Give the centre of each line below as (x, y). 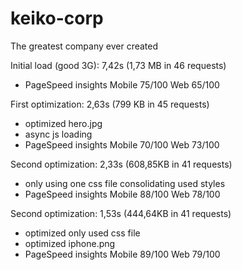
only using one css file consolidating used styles (125, 183)
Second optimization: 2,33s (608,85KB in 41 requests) (121, 164)
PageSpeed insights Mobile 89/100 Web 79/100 (122, 254)
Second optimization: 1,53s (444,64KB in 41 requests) (121, 213)
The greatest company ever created (84, 46)
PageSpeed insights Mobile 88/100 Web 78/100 (122, 194)
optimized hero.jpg (63, 123)
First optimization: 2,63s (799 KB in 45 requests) (110, 104)
